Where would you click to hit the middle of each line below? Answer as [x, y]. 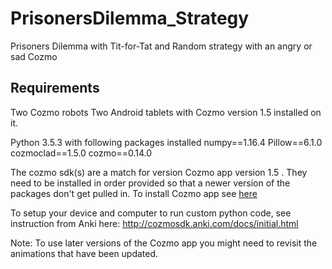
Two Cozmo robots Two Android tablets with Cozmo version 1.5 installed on [166, 112]
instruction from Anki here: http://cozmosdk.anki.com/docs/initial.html [154, 223]
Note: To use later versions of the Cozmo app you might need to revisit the [164, 243]
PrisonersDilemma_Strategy [130, 18]
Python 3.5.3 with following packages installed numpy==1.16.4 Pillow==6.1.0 [166, 142]
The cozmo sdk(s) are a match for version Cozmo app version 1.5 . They [159, 172]
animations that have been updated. [84, 253]
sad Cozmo [34, 56]
